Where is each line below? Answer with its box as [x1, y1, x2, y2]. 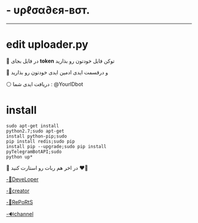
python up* [6, 154, 33, 160]
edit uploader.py [6, 38, 88, 51]
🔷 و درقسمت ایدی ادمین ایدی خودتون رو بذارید [6, 68, 108, 76]
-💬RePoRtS [6, 198, 34, 205]
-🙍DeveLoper [6, 175, 39, 183]
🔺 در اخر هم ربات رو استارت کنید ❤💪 [6, 164, 88, 171]
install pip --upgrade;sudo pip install [6, 143, 107, 149]
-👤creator [6, 187, 29, 194]
